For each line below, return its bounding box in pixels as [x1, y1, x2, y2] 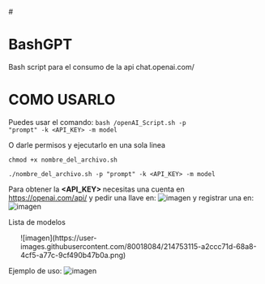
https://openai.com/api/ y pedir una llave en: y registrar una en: [8, 192, 254, 202]
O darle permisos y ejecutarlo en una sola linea [8, 140, 166, 149]
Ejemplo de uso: [8, 265, 62, 275]
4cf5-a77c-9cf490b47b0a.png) [19, 250, 126, 260]
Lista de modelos [8, 217, 66, 226]
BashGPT [8, 36, 73, 54]
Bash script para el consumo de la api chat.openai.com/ [8, 62, 194, 71]
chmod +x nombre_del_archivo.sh [8, 156, 118, 164]
